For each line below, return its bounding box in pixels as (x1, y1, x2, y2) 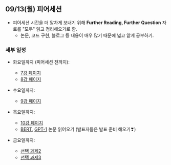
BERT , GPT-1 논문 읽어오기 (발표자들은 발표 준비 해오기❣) (20, 126, 136, 132)
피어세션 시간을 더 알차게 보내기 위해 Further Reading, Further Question (12, 19, 161, 26)
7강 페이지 (20, 70, 41, 76)
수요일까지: (12, 87, 35, 93)
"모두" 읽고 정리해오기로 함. (22, 26, 78, 32)
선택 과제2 (20, 148, 41, 154)
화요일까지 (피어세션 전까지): (12, 59, 70, 65)
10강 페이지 (20, 120, 44, 126)
